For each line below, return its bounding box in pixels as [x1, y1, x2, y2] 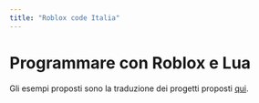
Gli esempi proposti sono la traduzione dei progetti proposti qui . [9, 83, 249, 94]
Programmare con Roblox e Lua [9, 52, 251, 73]
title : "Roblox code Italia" [9, 13, 120, 23]
